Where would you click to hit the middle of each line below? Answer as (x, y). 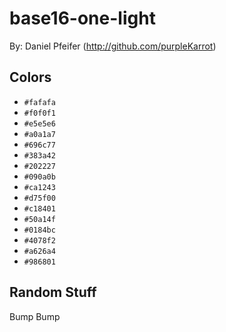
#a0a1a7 (39, 134)
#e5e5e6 (39, 123)
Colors (30, 77)
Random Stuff (53, 292)
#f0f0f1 (39, 113)
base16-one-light (82, 18)
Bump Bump (35, 316)
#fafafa (39, 102)
